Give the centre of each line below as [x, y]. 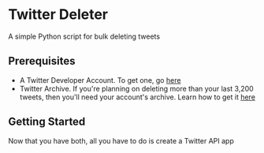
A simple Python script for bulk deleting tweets [84, 36]
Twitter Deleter [58, 15]
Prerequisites [42, 61]
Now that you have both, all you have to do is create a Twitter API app [121, 140]
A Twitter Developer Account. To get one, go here [100, 80]
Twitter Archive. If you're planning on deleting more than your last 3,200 [136, 88]
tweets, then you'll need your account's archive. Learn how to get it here [138, 97]
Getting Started [47, 122]
